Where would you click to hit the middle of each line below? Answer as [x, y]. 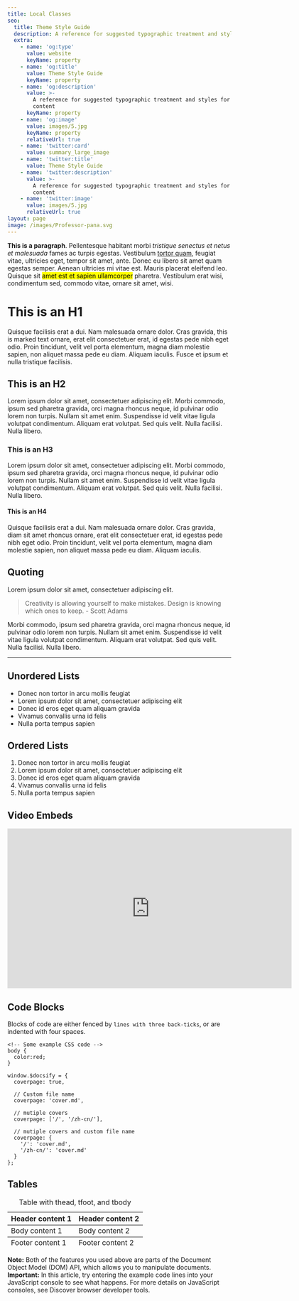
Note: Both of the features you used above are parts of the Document [109, 1259]
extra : [23, 40]
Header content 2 [109, 1219]
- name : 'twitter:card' [55, 146]
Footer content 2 [106, 1242]
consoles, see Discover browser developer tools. [79, 1290]
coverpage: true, [39, 1082]
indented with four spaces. [47, 1031]
